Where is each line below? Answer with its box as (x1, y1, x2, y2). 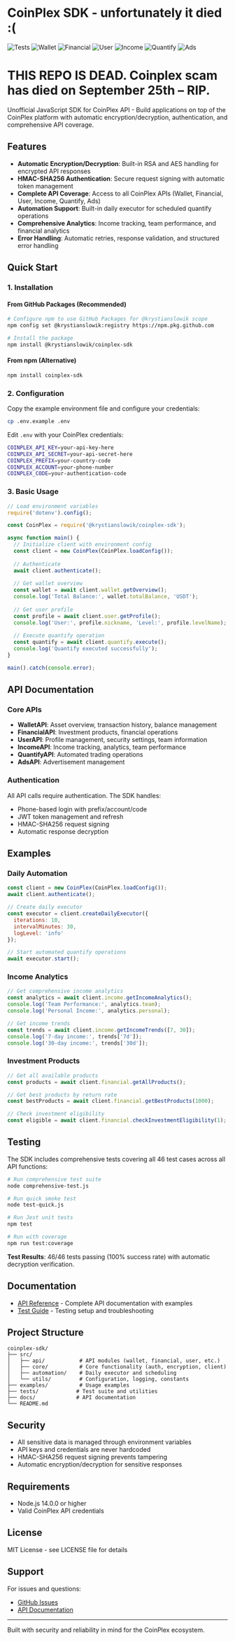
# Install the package (7, 334, 73, 341)
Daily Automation (7, 869, 68, 879)
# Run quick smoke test (7, 1195, 77, 1202)
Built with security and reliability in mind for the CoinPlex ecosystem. (7, 1626, 205, 1634)
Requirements (7, 1481, 70, 1492)
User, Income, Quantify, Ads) (17, 196, 101, 205)
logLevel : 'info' (13, 930, 64, 937)
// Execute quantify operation (13, 632, 105, 639)
